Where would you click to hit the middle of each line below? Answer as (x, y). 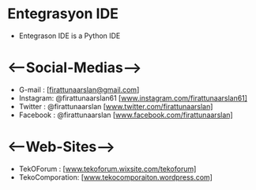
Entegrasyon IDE (63, 14)
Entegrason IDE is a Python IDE (70, 36)
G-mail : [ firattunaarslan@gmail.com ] (79, 89)
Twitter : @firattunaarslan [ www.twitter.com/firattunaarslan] (116, 106)
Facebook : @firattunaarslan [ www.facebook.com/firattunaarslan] (126, 115)
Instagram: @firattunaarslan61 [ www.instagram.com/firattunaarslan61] (133, 98)
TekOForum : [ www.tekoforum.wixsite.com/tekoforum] (107, 169)
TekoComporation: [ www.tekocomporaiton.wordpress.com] (115, 177)
